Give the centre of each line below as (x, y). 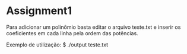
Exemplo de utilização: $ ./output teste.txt (57, 45)
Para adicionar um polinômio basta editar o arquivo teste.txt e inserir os (93, 27)
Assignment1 (39, 11)
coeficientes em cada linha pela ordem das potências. (72, 33)
